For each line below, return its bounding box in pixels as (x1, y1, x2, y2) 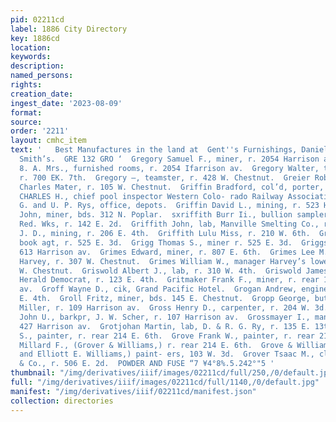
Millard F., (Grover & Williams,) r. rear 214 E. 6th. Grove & (19, 340, 293, 350)
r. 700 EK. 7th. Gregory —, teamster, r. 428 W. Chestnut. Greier (19, 172, 311, 183)
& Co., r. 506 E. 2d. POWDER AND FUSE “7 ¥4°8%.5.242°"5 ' (19, 359, 275, 369)
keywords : (10, 52, 52, 62)
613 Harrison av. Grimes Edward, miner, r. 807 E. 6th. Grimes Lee (19, 247, 315, 257)
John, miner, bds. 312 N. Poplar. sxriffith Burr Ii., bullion (19, 210, 293, 220)
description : (10, 61, 65, 71)
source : (10, 117, 43, 127)
